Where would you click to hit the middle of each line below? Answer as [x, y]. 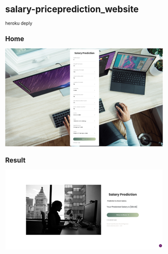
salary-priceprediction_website [72, 9]
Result [15, 160]
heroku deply [19, 23]
